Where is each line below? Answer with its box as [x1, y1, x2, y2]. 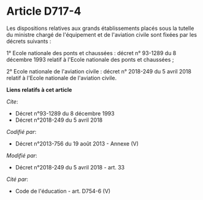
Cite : [6, 98, 18, 105]
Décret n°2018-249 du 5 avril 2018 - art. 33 [15, 163, 125, 171]
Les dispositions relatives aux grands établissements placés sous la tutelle [6, 24, 194, 32]
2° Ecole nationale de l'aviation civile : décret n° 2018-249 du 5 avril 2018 [6, 67, 192, 75]
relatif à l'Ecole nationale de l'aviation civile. [6, 74, 117, 81]
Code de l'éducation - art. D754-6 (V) [15, 187, 111, 194]
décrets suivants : [6, 37, 52, 45]
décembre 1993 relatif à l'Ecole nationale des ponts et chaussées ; [6, 56, 174, 63]
